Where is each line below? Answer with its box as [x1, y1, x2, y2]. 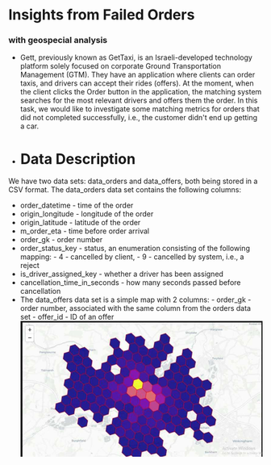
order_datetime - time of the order [19, 200, 134, 211]
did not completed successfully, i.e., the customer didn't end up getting [19, 113, 258, 123]
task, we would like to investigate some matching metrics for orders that [19, 104, 260, 114]
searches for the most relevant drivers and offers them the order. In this [19, 95, 258, 106]
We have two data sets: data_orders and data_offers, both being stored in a [8, 176, 258, 186]
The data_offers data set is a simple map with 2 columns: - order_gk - [19, 295, 252, 304]
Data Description [19, 149, 135, 168]
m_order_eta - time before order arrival [19, 226, 150, 236]
